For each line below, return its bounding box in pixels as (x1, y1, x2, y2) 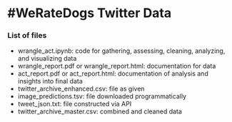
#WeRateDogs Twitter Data (7, 5, 172, 21)
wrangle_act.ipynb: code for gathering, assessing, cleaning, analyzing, (17, 46, 226, 55)
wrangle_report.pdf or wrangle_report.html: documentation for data (17, 62, 216, 71)
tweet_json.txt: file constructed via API (17, 100, 132, 108)
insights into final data (17, 77, 84, 86)
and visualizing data (17, 54, 77, 63)
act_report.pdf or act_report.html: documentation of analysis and (17, 69, 208, 78)
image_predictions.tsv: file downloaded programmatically (17, 92, 187, 101)
